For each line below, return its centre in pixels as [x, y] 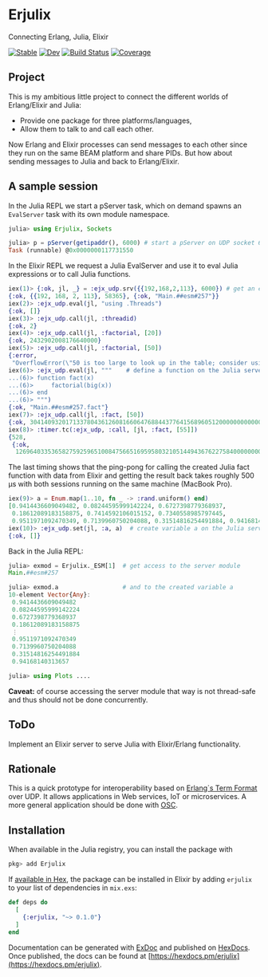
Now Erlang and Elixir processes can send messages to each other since [128, 144]
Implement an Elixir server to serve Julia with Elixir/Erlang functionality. [125, 744]
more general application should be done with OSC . [93, 805]
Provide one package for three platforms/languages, [106, 120]
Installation [37, 830]
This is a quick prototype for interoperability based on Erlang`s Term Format [133, 788]
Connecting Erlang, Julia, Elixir [59, 37]
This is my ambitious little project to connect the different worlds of [118, 97]
